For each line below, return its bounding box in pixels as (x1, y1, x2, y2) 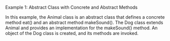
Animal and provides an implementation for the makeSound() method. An (5, 25, 158, 31)
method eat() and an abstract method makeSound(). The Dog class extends (5, 20, 163, 25)
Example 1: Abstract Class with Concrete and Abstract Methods (5, 5, 138, 10)
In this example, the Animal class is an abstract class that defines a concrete (5, 14, 165, 20)
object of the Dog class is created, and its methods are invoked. (5, 30, 139, 36)
